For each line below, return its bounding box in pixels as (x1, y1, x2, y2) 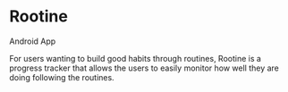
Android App (9, 36, 56, 46)
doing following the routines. (9, 71, 114, 82)
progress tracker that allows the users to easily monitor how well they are (9, 63, 280, 73)
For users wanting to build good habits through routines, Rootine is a (9, 53, 262, 63)
